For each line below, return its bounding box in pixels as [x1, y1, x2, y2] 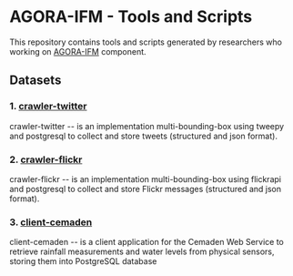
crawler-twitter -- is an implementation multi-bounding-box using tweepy [9, 120, 285, 131]
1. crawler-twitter [9, 100, 87, 113]
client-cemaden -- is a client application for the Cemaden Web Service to [9, 237, 284, 248]
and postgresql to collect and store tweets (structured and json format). [9, 130, 278, 141]
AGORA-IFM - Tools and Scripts [9, 6, 253, 27]
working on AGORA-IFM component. [9, 46, 147, 56]
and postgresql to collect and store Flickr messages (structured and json [9, 183, 282, 194]
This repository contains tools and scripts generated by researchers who [9, 36, 282, 47]
